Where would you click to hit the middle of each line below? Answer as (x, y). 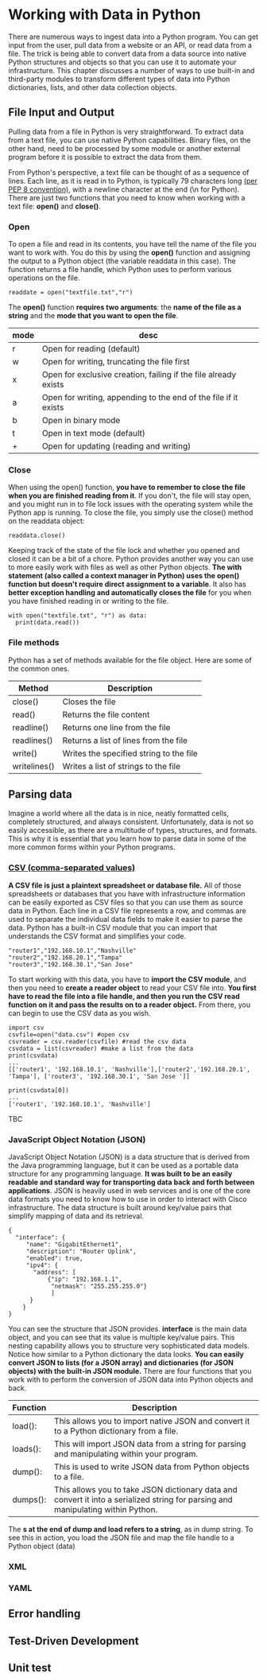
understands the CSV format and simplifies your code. (97, 935)
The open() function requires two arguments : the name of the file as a (125, 307)
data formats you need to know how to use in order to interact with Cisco (128, 1200)
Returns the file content (106, 714)
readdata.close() (37, 536)
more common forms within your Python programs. (92, 847)
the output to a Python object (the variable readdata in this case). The (122, 261)
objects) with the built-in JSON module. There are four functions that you (130, 1371)
